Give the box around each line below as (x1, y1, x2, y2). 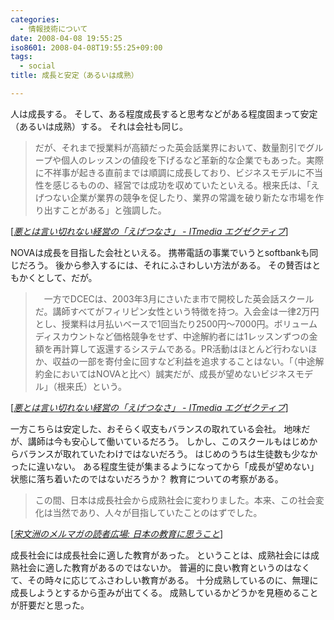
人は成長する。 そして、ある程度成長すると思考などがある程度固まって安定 (10, 107, 318, 120)
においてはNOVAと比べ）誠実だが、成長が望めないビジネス (52, 367, 296, 380)
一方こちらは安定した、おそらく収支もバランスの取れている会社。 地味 (10, 422, 302, 435)
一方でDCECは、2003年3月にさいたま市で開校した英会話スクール (43, 292, 315, 305)
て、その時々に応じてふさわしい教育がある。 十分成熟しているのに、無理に (10, 574, 319, 586)
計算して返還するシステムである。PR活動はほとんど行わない (61, 342, 309, 355)
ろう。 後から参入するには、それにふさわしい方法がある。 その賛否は (27, 259, 313, 271)
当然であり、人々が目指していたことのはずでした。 (52, 506, 263, 518)
